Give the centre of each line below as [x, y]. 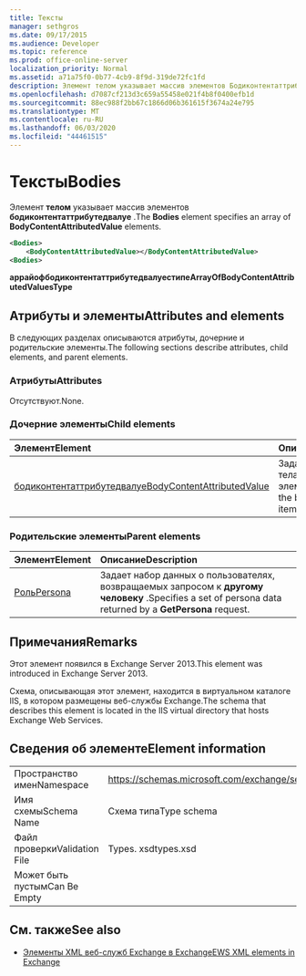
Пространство [46, 774]
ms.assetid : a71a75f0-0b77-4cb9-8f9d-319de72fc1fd [107, 78]
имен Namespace [51, 784]
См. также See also [65, 930]
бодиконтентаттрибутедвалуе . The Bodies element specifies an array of [150, 216]
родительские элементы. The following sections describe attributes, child [149, 348]
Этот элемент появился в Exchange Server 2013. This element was [136, 663]
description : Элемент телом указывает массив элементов [117, 86]
